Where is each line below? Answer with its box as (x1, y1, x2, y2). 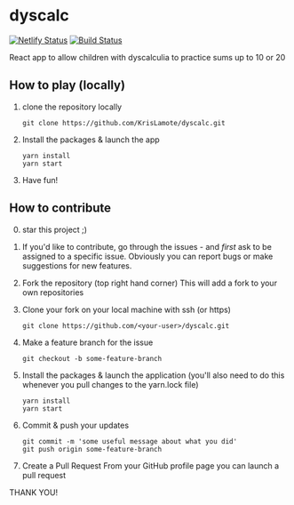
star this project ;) (21, 224, 87, 235)
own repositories (21, 286, 84, 298)
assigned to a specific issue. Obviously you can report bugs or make (21, 251, 274, 261)
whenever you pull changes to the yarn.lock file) (21, 379, 199, 389)
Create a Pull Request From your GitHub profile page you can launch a (21, 460, 280, 471)
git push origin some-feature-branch (21, 445, 163, 453)
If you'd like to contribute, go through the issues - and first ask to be (21, 241, 273, 252)
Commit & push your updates (21, 420, 130, 430)
